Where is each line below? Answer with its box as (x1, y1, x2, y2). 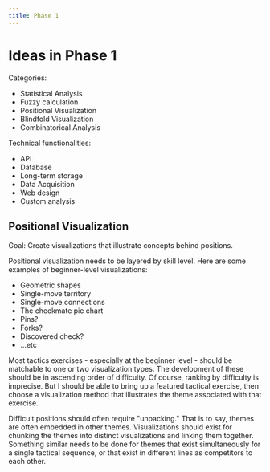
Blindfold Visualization (19, 114, 94, 124)
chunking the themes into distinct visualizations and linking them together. (8, 431, 254, 441)
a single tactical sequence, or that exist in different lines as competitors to (8, 448, 253, 458)
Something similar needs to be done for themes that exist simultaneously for (8, 439, 261, 450)
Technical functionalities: (8, 138, 91, 148)
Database (19, 162, 52, 172)
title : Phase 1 (8, 11, 59, 20)
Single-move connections (19, 298, 106, 307)
